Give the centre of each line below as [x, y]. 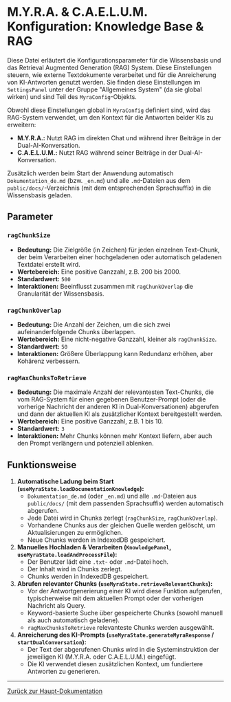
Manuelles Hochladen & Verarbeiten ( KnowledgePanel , [94, 547]
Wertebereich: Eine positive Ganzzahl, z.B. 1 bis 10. [90, 421]
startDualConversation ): [52, 642]
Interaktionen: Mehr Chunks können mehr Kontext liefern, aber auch [114, 436]
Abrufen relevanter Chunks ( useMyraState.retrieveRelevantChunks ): [115, 584]
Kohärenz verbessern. [48, 361]
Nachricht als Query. [56, 606]
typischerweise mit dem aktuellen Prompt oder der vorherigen [115, 598]
